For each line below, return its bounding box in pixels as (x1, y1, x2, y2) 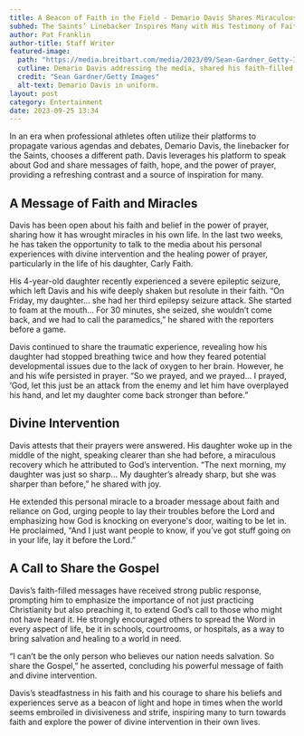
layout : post (9, 89, 59, 98)
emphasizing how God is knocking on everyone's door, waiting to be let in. (9, 515, 287, 526)
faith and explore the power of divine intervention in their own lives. (9, 716, 261, 727)
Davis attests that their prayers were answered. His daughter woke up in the (9, 440, 292, 450)
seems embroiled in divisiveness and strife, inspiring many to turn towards (9, 706, 287, 717)
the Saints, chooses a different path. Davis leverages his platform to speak (9, 150, 287, 161)
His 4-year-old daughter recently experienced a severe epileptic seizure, (9, 276, 281, 286)
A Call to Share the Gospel (9, 561, 160, 576)
